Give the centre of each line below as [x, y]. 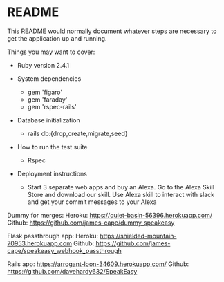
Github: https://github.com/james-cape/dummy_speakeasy [91, 223]
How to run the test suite [52, 147]
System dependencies [49, 78]
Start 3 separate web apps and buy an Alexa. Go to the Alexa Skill [121, 187]
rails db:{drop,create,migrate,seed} [77, 133]
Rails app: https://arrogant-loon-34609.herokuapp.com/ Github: [98, 264]
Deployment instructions [52, 173]
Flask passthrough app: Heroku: [53, 236]
